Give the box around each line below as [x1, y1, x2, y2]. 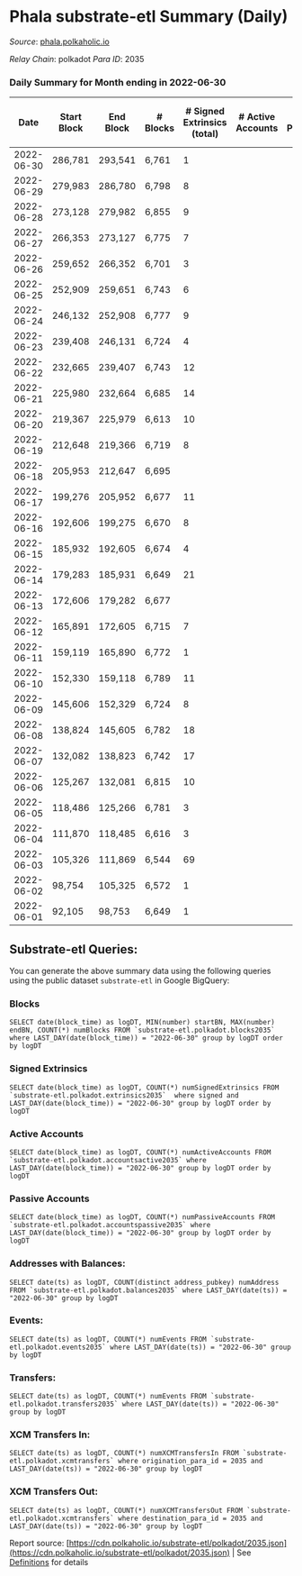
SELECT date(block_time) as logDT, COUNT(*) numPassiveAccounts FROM [9, 1213, 276, 1222]
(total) [191, 128, 218, 141]
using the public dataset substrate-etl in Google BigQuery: [9, 975, 230, 986]
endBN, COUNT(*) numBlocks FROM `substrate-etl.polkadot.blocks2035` [9, 1025, 276, 1035]
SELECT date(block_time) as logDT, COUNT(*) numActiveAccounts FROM [9, 1147, 271, 1157]
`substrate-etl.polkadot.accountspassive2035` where [9, 1221, 211, 1230]
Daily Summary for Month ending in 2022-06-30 [9, 76, 226, 88]
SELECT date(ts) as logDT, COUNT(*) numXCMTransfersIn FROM [9, 1449, 240, 1458]
